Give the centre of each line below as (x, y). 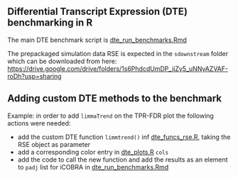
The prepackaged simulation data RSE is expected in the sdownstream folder (118, 53)
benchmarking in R (50, 23)
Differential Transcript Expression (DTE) (98, 12)
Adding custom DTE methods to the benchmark (115, 99)
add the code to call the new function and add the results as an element (123, 160)
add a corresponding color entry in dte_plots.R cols (93, 152)
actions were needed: (39, 123)
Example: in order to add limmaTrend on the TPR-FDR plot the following (111, 116)
